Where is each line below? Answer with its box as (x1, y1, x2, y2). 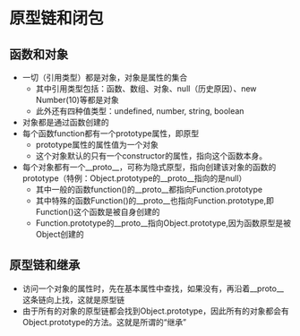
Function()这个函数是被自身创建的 (35, 207, 160, 217)
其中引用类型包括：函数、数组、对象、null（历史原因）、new (35, 83, 257, 94)
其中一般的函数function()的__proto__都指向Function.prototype (35, 185, 262, 194)
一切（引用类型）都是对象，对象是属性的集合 (21, 73, 188, 82)
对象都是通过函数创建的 (21, 117, 109, 127)
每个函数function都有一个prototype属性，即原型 (21, 128, 200, 139)
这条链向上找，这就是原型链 (21, 294, 125, 305)
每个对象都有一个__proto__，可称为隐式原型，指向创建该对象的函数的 (21, 162, 277, 172)
